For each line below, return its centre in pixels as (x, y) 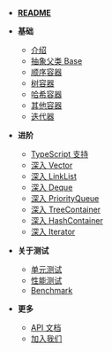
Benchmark (52, 290)
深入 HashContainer (67, 220)
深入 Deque (52, 187)
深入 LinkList (54, 176)
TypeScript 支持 (60, 154)
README (34, 13)
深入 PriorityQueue (65, 198)
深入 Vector (52, 165)
